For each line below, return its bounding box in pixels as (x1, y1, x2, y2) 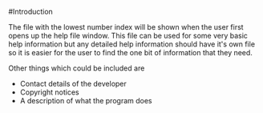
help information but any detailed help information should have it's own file (8, 39, 255, 49)
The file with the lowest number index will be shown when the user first (8, 22, 244, 31)
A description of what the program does (19, 96, 152, 105)
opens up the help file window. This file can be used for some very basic (8, 31, 249, 40)
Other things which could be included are (8, 63, 145, 73)
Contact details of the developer (19, 79, 127, 88)
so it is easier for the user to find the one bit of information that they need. (8, 48, 253, 57)
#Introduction (8, 7, 54, 16)
